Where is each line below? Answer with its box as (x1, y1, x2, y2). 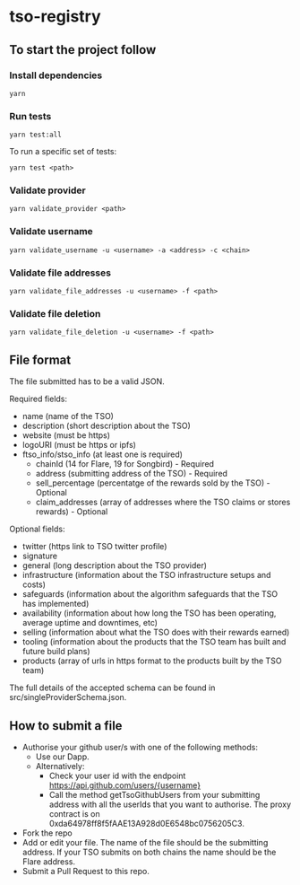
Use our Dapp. (35, 751, 90, 762)
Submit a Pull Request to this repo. (21, 865, 150, 876)
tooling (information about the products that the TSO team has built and (21, 636, 287, 647)
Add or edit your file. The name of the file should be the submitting (21, 837, 269, 847)
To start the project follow (9, 42, 157, 57)
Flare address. (21, 855, 76, 867)
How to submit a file (9, 718, 123, 733)
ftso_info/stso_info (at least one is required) (21, 449, 184, 460)
